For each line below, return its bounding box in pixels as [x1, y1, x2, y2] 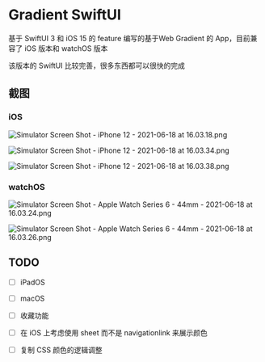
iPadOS [19, 277, 46, 287]
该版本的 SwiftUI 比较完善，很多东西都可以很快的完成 [8, 61, 186, 70]
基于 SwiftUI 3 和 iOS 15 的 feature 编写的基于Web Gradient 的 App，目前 [8, 33, 250, 43]
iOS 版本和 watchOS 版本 [23, 43, 108, 53]
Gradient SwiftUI [8, 6, 121, 24]
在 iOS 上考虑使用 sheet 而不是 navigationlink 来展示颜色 [19, 327, 208, 337]
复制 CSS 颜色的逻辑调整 [19, 345, 103, 355]
